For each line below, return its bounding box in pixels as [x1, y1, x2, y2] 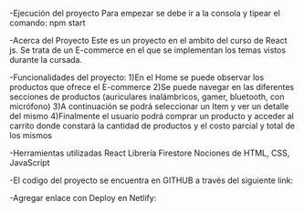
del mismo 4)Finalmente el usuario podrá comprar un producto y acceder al [9, 111, 295, 121]
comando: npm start [9, 17, 86, 28]
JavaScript [9, 157, 50, 167]
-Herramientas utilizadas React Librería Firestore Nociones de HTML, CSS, [9, 147, 290, 158]
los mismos [9, 130, 53, 140]
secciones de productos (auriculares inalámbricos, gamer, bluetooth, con [9, 91, 285, 102]
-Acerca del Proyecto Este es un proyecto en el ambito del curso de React [9, 35, 288, 45]
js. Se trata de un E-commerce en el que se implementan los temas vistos [9, 45, 286, 56]
